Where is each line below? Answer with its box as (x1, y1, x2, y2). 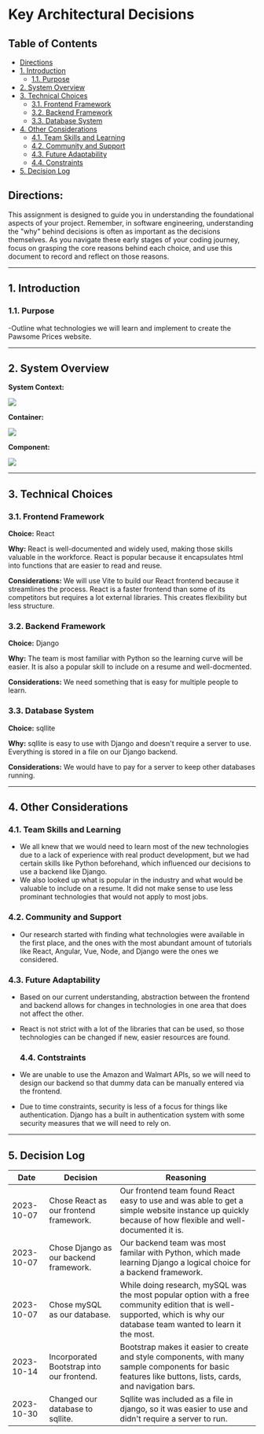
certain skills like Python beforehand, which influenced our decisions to (19, 859, 251, 868)
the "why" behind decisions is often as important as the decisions (8, 226, 221, 236)
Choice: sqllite (8, 723, 56, 733)
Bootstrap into (49, 1361, 101, 1372)
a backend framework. (119, 1267, 203, 1278)
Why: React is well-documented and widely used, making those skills (8, 544, 233, 553)
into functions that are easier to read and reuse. (8, 561, 163, 570)
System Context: (8, 383, 64, 392)
